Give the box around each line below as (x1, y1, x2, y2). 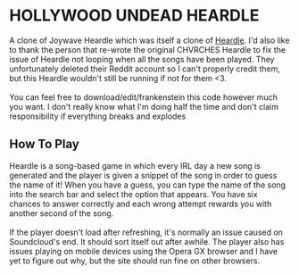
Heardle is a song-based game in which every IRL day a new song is (9, 160, 261, 171)
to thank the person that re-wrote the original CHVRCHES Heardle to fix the (9, 44, 287, 54)
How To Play (9, 137, 80, 152)
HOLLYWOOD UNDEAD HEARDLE (9, 5, 260, 26)
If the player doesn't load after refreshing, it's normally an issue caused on (9, 227, 284, 237)
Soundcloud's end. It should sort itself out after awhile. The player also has (9, 236, 285, 246)
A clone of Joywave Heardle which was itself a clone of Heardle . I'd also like (9, 35, 290, 46)
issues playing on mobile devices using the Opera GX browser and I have (9, 246, 278, 256)
